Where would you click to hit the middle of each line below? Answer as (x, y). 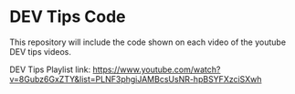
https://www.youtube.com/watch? (157, 69)
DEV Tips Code (68, 17)
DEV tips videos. (40, 51)
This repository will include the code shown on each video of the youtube (147, 42)
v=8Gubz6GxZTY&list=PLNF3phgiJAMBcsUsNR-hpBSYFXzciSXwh (136, 78)
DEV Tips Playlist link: (50, 69)
